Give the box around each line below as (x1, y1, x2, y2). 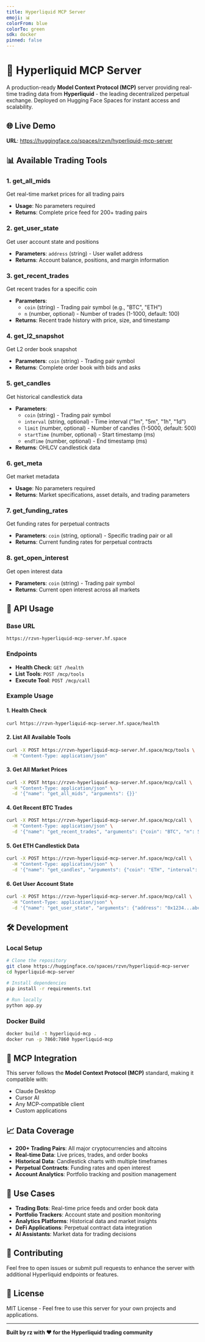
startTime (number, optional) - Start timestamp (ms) (24, 430, 156, 438)
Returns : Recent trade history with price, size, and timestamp (15, 316, 170, 324)
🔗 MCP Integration (6, 1053, 77, 1064)
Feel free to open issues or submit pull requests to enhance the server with (6, 1264, 195, 1271)
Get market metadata (6, 473, 60, 480)
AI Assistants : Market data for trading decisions (15, 1230, 137, 1238)
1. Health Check (6, 707, 47, 714)
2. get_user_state (6, 224, 59, 232)
